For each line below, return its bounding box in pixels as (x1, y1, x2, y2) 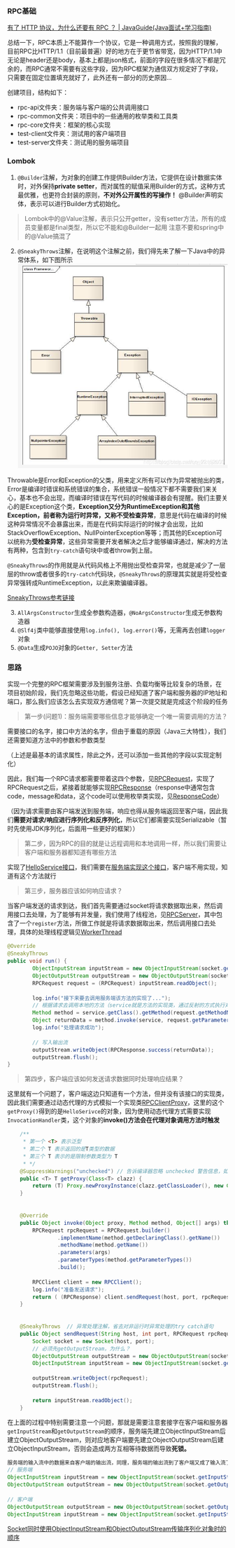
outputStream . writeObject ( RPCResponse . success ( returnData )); (32, 1046, 215, 1053)
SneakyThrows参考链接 (7, 594, 75, 602)
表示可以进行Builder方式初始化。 (29, 199, 124, 208)
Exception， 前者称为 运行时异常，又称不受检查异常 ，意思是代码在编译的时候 (7, 511, 227, 520)
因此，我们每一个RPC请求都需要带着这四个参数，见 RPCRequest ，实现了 (7, 775, 215, 783)
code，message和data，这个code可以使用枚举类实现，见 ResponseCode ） (7, 792, 224, 801)
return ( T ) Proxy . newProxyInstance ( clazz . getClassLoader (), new (32, 1183, 224, 1190)
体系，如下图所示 (23, 255, 73, 264)
